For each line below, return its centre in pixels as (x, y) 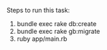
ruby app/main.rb (42, 39)
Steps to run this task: (38, 10)
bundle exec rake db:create (56, 24)
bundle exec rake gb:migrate (58, 31)
